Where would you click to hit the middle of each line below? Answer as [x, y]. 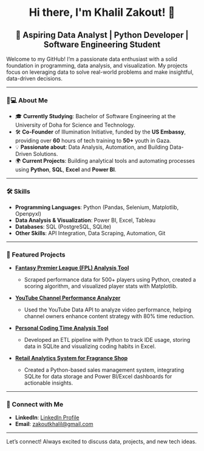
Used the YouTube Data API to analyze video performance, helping [108, 310]
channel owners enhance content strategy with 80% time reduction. [109, 316]
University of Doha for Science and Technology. [75, 125]
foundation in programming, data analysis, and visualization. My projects [97, 66]
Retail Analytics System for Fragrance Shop [71, 358]
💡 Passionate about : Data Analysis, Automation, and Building [92, 147]
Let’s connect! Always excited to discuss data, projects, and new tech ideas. [102, 442]
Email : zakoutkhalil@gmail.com [54, 424]
